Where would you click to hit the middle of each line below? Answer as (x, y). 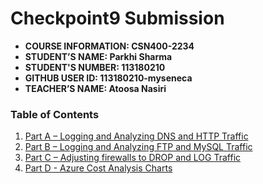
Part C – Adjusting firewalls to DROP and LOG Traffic (133, 158)
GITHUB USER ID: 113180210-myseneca (108, 78)
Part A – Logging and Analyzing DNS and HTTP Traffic (136, 136)
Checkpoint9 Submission (117, 18)
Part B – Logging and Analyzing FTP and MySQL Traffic (138, 147)
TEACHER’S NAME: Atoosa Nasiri (95, 88)
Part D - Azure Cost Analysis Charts (98, 168)
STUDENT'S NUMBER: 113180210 (95, 67)
